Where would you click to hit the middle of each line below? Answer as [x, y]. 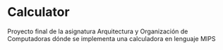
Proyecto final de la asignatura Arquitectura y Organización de [98, 31]
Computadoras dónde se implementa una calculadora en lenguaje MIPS [112, 38]
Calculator [38, 12]
